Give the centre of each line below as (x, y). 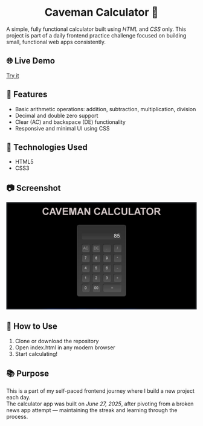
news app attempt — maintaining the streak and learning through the (92, 410)
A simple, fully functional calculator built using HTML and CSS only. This (96, 29)
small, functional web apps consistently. (56, 42)
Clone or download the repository (57, 341)
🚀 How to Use (32, 327)
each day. (18, 398)
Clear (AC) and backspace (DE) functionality (70, 122)
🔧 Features (27, 95)
